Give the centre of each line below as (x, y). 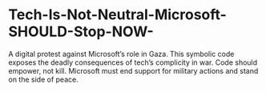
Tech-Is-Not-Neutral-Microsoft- (117, 15)
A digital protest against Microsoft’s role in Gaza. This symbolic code (121, 54)
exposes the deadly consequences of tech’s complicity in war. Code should (133, 62)
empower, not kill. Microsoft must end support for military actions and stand (133, 70)
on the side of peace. (43, 79)
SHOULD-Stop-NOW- (81, 32)
